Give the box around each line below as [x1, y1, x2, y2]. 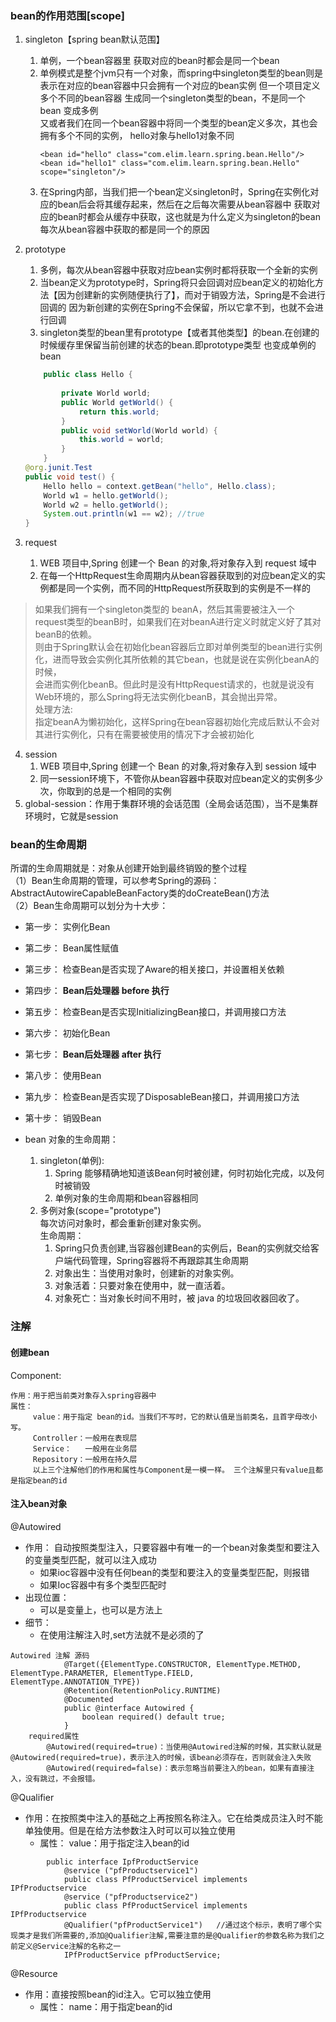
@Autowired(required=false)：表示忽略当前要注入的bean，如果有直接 [46, 1763, 308, 1773]
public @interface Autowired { [63, 1703, 195, 1713]
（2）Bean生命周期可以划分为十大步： [10, 900, 169, 912]
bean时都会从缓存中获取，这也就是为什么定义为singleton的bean [57, 211, 321, 223]
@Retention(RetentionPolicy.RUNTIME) [63, 1685, 222, 1696]
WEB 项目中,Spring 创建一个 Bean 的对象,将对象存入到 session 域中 [39, 760, 317, 772]
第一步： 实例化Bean [24, 921, 111, 933]
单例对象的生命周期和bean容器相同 [54, 1192, 199, 1204]
